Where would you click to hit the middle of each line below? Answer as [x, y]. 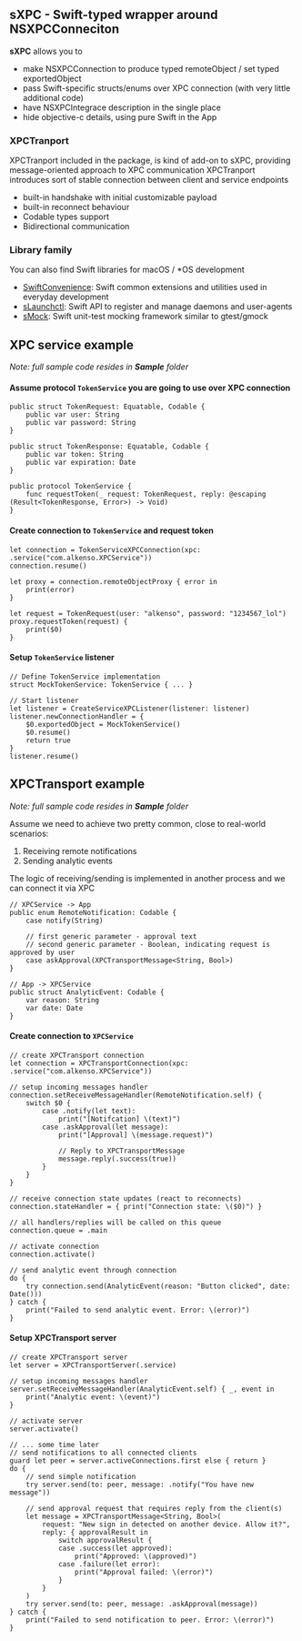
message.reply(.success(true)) [117, 1159]
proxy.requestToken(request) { [69, 621]
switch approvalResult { [105, 1541]
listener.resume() [44, 756]
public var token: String [75, 455]
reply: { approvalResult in [95, 1533]
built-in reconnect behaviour [76, 207]
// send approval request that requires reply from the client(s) [154, 1509]
